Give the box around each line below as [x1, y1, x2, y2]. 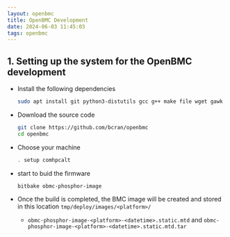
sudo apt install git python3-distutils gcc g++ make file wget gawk [17, 98, 224, 105]
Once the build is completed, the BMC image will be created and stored [17, 195, 222, 204]
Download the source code [17, 111, 95, 119]
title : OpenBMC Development [7, 17, 89, 24]
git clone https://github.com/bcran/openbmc [17, 124, 149, 131]
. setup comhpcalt [17, 156, 71, 163]
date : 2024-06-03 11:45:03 [7, 23, 85, 30]
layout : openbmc [7, 10, 54, 17]
